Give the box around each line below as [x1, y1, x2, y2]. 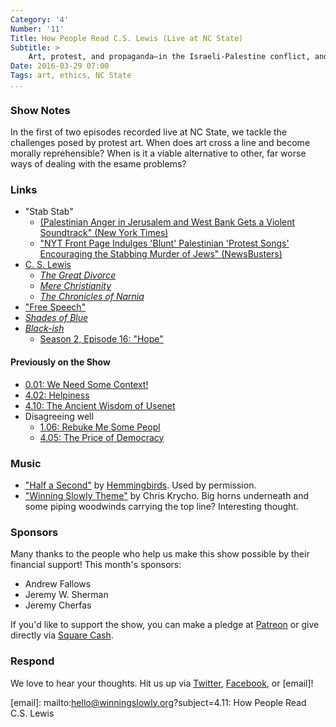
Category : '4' [10, 14, 70, 25]
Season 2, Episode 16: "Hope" [39, 333, 164, 345]
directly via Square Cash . [10, 629, 114, 641]
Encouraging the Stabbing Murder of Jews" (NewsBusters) [39, 248, 283, 260]
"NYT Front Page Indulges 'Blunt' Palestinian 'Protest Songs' [39, 237, 290, 250]
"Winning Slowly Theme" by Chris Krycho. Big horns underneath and [24, 489, 310, 501]
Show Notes [10, 103, 71, 117]
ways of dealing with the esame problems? [10, 158, 187, 170]
